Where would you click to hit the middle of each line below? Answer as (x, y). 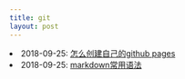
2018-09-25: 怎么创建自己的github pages (98, 53)
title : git (30, 18)
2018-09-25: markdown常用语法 (82, 64)
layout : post (34, 26)
